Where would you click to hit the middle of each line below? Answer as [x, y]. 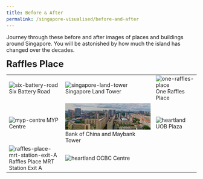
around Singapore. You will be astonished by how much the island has [93, 43]
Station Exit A [25, 168]
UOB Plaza [169, 126]
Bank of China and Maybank [101, 134]
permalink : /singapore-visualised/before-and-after [72, 19]
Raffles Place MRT [32, 161]
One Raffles [170, 92]
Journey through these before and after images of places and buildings [95, 37]
